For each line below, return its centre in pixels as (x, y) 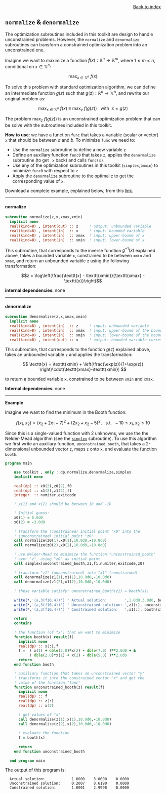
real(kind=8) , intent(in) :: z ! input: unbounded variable (79, 326)
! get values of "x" (39, 715)
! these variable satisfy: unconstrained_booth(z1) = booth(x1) (82, 591)
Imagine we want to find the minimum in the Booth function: (66, 412)
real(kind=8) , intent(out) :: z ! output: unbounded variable (81, 226)
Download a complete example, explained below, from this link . (69, 191)
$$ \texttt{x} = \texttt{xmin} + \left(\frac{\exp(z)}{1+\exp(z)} (83, 364)
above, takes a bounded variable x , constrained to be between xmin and (78, 256)
